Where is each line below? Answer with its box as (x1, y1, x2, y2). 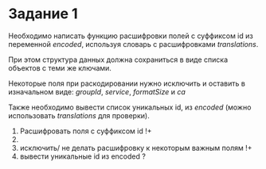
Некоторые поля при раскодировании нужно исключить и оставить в (8, 79, 245, 88)
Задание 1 (8, 5, 78, 23)
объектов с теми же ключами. (8, 63, 111, 72)
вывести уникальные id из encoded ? (19, 152, 146, 161)
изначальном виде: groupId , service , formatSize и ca (8, 86, 186, 96)
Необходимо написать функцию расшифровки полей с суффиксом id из (8, 31, 253, 40)
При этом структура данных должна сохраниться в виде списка (8, 55, 229, 64)
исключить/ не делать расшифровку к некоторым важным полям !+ (19, 143, 252, 152)
